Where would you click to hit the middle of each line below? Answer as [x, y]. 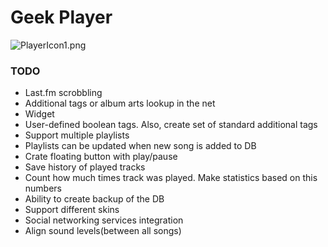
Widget [39, 114]
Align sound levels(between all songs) [103, 231]
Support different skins [72, 210]
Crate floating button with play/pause [101, 157]
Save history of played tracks [85, 167]
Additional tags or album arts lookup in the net [120, 103]
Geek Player [61, 17]
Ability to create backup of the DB [94, 199]
